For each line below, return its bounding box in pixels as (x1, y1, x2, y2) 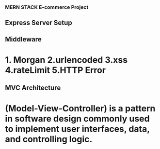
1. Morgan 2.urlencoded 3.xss (5, 54, 128, 65)
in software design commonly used (5, 113, 150, 124)
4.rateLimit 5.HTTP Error (5, 65, 106, 76)
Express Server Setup (5, 19, 72, 27)
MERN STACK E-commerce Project (5, 4, 89, 11)
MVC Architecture (5, 84, 61, 92)
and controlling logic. (5, 134, 93, 145)
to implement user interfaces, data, (5, 123, 150, 135)
